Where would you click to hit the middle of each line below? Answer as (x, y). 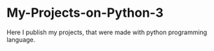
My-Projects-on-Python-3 (85, 13)
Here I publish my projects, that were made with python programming (107, 32)
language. (21, 39)
